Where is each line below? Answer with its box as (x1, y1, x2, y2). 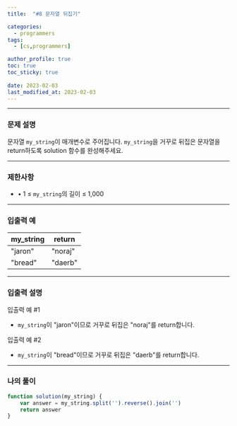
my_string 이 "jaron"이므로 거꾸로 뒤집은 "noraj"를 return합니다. (17, 320, 195, 329)
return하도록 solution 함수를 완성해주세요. (7, 146, 123, 154)
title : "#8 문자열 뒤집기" (7, 10, 81, 18)
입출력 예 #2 (7, 335, 42, 344)
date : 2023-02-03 (7, 82, 59, 89)
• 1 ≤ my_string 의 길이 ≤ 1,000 (17, 189, 104, 198)
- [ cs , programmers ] (13, 43, 71, 50)
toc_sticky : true (7, 69, 59, 76)
